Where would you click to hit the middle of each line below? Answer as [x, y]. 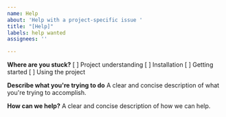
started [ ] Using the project [46, 72]
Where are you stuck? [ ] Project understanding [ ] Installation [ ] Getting [110, 65]
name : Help [23, 13]
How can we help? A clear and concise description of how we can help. [109, 106]
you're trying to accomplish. [47, 93]
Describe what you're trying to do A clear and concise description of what [113, 85]
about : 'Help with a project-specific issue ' [75, 20]
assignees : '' [27, 39]
